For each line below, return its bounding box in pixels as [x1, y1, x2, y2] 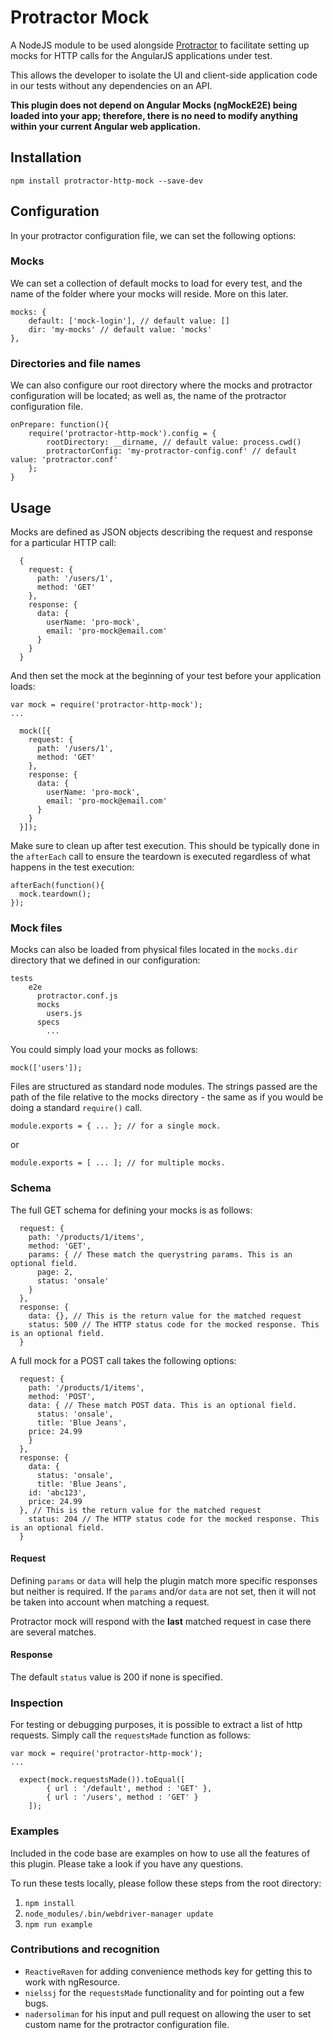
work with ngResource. [24, 1976, 121, 1988]
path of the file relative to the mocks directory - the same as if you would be [10, 1091, 324, 1103]
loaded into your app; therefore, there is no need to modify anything [10, 109, 298, 121]
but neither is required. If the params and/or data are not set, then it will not [10, 1585, 317, 1597]
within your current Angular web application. [10, 120, 202, 132]
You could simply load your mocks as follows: [10, 1044, 199, 1056]
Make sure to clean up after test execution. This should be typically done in [10, 839, 320, 851]
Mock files [10, 921, 63, 935]
